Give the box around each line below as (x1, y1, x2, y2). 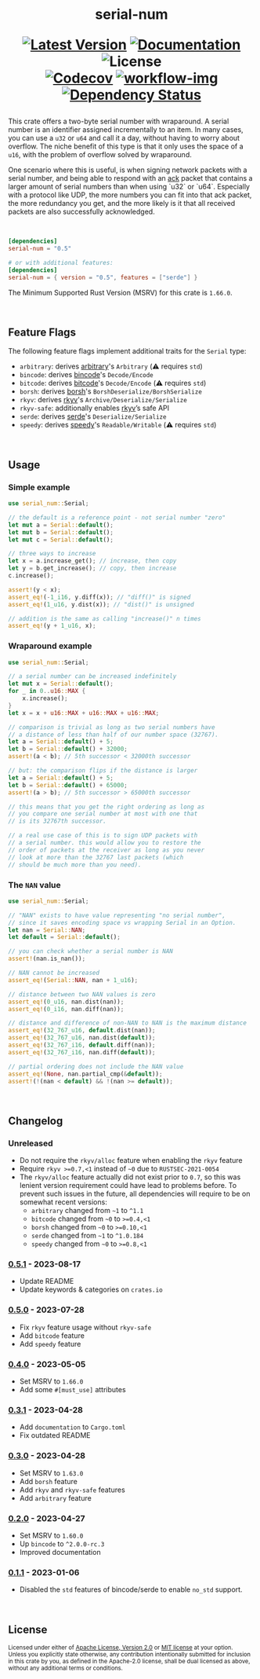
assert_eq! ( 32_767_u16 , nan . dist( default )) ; (8, 1034, 156, 1042)
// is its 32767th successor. (8, 817, 107, 826)
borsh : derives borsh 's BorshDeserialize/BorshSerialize (19, 387, 202, 396)
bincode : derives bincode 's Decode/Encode (19, 370, 154, 379)
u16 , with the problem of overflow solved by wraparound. (8, 150, 192, 159)
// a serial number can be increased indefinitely (8, 673, 177, 680)
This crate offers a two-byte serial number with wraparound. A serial (8, 116, 229, 126)
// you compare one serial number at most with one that (8, 810, 198, 818)
